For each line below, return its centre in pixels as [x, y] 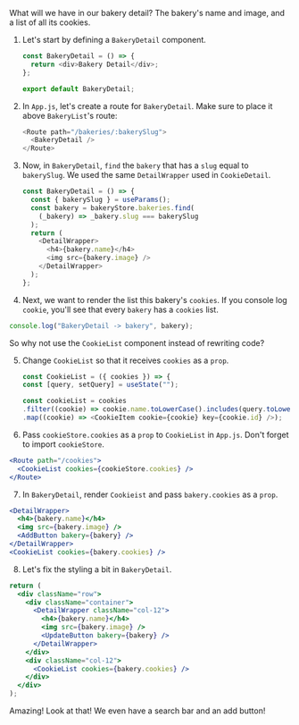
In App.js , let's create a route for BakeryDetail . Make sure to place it [147, 105]
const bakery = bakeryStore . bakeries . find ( [112, 208]
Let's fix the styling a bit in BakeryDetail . [97, 569]
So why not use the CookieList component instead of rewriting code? [137, 342]
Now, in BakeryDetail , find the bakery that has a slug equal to [135, 165]
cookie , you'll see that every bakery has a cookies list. [120, 309]
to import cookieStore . [63, 444]
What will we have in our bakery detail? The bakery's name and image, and [147, 13]
